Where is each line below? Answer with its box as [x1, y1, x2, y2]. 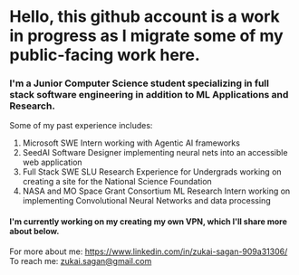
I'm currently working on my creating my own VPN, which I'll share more [9, 216, 288, 227]
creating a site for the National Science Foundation [22, 176, 213, 187]
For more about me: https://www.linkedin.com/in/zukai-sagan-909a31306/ [9, 246, 288, 257]
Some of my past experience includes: [9, 120, 153, 131]
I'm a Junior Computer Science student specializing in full [9, 77, 270, 90]
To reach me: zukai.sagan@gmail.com [9, 255, 152, 266]
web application [22, 156, 83, 168]
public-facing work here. [9, 45, 201, 65]
